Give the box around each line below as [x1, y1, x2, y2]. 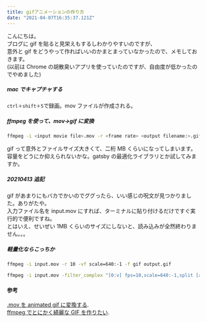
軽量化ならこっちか [7, 245, 56, 253]
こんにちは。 [7, 32, 39, 40]
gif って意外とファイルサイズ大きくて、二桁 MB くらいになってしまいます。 [7, 145, 196, 152]
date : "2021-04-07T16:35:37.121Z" [7, 15, 95, 21]
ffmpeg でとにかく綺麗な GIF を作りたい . [7, 309, 109, 316]
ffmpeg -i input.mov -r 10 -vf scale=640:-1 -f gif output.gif [7, 261, 172, 268]
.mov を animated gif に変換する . [7, 301, 89, 309]
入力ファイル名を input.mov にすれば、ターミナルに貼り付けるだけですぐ [7, 208, 191, 215]
